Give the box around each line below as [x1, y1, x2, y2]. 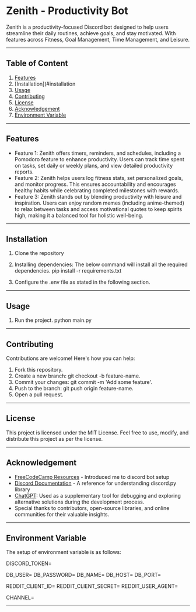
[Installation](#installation [14, 80, 76, 87]
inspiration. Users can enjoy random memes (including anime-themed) [14, 199, 185, 206]
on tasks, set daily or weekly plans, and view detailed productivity [14, 162, 173, 169]
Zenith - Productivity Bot [6, 4, 128, 18]
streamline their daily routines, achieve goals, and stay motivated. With [6, 29, 176, 36]
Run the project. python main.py [14, 317, 92, 324]
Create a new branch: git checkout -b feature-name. [14, 372, 141, 379]
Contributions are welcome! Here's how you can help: [6, 355, 135, 362]
